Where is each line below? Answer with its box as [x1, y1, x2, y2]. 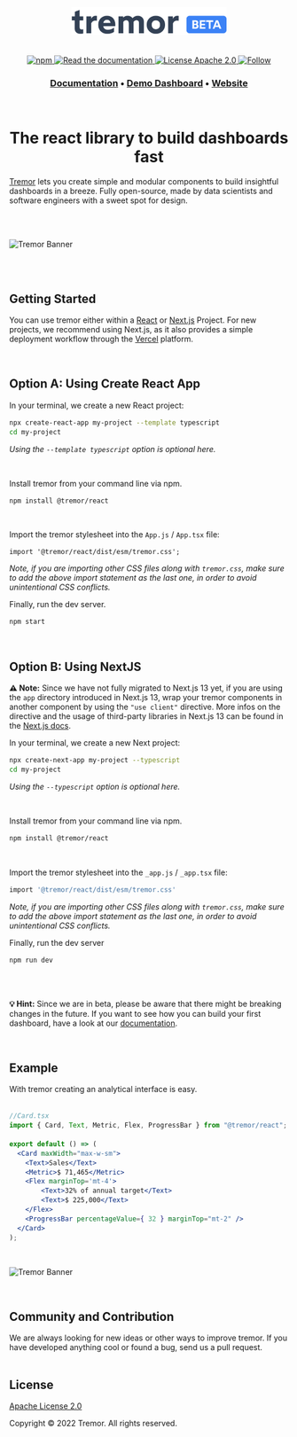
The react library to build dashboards [9, 129, 289, 148]
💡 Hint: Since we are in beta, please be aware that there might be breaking [9, 998, 282, 1009]
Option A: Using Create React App [9, 377, 201, 392]
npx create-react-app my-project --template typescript [9, 418, 220, 427]
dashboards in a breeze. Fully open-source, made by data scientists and [9, 186, 273, 197]
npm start [9, 617, 46, 627]
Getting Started [9, 291, 97, 306]
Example [9, 1060, 59, 1075]
